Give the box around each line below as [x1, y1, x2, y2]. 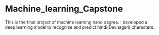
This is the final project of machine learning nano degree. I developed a [5, 19, 148, 25]
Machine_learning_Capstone [5, 3, 123, 14]
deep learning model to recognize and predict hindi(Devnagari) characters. [5, 24, 155, 30]
